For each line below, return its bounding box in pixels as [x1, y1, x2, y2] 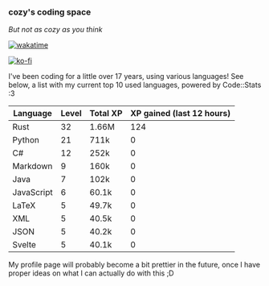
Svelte [12, 239, 36, 251]
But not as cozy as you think [8, 25, 103, 35]
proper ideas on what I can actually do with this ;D [8, 268, 174, 278]
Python [12, 135, 40, 146]
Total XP [89, 108, 123, 119]
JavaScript [12, 187, 54, 198]
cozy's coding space [8, 6, 92, 18]
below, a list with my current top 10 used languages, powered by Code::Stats [8, 80, 262, 90]
